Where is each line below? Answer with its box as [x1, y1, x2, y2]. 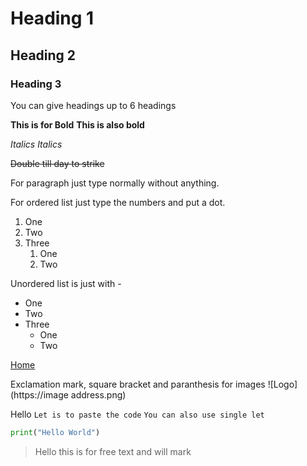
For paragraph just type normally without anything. [10, 177, 220, 189]
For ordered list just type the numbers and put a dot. [10, 196, 226, 208]
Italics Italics [10, 138, 63, 150]
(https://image [10, 388, 69, 401]
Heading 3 [10, 77, 62, 91]
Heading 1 [10, 7, 95, 30]
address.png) [70, 388, 127, 401]
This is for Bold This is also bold [10, 118, 145, 131]
